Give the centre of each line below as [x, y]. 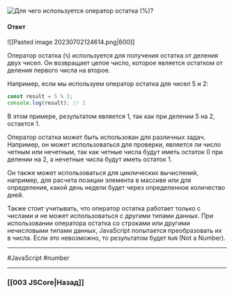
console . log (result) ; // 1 [46, 103]
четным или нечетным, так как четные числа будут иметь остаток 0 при [115, 152]
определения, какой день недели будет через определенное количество [116, 187]
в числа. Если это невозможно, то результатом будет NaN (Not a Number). [117, 238]
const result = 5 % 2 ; [40, 97]
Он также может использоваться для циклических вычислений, [103, 172]
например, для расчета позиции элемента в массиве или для [99, 180]
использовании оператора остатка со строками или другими [99, 223]
